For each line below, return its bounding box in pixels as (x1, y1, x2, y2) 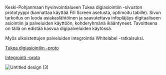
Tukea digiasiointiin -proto (5, 45, 59, 50)
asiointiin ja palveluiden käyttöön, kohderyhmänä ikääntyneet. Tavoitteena (5, 20, 157, 26)
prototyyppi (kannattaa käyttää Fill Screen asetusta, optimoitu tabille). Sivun (5, 9, 161, 15)
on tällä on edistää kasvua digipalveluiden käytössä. (5, 25, 112, 31)
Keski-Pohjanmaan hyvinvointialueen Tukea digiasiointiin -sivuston (5, 4, 142, 10)
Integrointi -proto (5, 54, 40, 60)
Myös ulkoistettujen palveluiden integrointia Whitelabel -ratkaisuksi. (5, 35, 144, 41)
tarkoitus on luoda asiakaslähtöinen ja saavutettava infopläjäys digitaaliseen (5, 15, 161, 20)
